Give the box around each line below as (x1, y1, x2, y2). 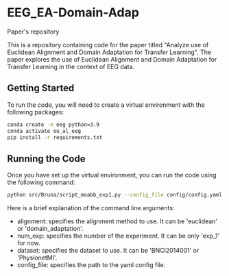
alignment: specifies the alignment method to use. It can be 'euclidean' (16, 217, 218, 225)
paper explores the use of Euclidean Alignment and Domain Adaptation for (7, 55, 217, 63)
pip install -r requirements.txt (7, 134, 103, 141)
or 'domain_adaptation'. (16, 225, 84, 233)
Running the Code (7, 153, 86, 164)
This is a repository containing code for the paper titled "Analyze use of (7, 40, 209, 49)
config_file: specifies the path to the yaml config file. (16, 261, 166, 269)
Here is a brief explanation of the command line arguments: (7, 204, 175, 212)
